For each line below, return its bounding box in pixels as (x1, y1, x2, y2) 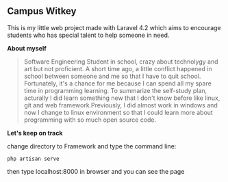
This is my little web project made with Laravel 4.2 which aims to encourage (7, 23, 221, 31)
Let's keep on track (7, 129, 63, 137)
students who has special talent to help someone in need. (7, 31, 170, 39)
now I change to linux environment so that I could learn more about (23, 108, 214, 116)
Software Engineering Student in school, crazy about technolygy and (23, 57, 218, 66)
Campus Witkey (7, 5, 77, 17)
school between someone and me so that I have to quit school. (23, 72, 201, 80)
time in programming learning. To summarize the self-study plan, (23, 86, 207, 94)
